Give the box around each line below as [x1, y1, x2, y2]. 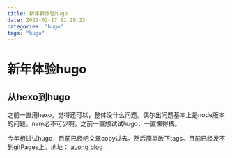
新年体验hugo [7, 62, 87, 77]
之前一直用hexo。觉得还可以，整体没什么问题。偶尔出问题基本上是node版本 [7, 111, 225, 119]
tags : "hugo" [7, 29, 45, 37]
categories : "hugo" [7, 23, 64, 30]
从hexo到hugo [7, 91, 71, 103]
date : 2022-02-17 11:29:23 [7, 17, 86, 24]
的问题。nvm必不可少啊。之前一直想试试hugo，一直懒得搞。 [7, 119, 181, 128]
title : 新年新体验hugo [7, 10, 68, 17]
